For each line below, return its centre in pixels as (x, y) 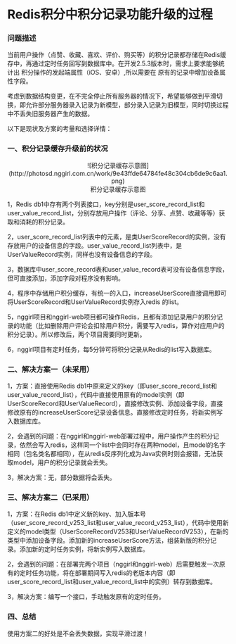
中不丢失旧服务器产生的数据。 (50, 114)
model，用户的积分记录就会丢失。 (62, 462)
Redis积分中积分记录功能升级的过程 (110, 14)
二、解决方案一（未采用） (51, 369)
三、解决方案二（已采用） (51, 497)
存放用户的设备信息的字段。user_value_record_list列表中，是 (95, 245)
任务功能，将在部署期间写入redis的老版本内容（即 (103, 573)
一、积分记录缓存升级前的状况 (58, 149)
